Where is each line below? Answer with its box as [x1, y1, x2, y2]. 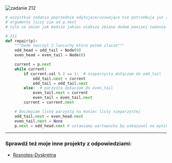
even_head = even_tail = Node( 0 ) [14, 53, 86, 58]
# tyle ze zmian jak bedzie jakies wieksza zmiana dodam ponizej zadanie [5, 24, 166, 30]
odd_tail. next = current [32, 76, 86, 81]
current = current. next [24, 100, 74, 105]
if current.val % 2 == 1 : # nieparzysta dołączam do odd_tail [24, 71, 161, 76]
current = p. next [14, 62, 52, 67]
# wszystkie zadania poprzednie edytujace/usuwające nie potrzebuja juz [5, 15, 164, 20]
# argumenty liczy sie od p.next [5, 19, 77, 25]
